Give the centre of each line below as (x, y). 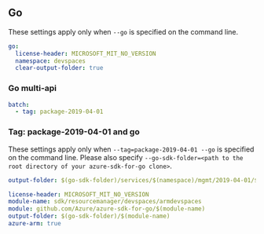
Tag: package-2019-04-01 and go (74, 132)
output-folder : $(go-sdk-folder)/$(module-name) (89, 216)
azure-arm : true (35, 224)
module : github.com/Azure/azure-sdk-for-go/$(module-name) (107, 209)
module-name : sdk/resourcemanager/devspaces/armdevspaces (105, 202)
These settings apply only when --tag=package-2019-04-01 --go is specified (131, 149)
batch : (19, 104)
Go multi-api (33, 88)
